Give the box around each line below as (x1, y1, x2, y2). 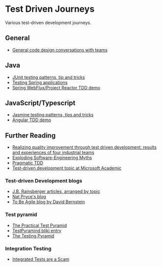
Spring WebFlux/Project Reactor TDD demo (12, 84, 101, 90)
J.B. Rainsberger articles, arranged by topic (12, 188, 101, 194)
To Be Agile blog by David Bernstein (12, 199, 85, 205)
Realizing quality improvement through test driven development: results (12, 144, 157, 150)
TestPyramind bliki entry (12, 227, 61, 234)
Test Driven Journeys (5, 3, 95, 15)
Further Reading (5, 131, 56, 139)
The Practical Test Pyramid (12, 222, 67, 228)
